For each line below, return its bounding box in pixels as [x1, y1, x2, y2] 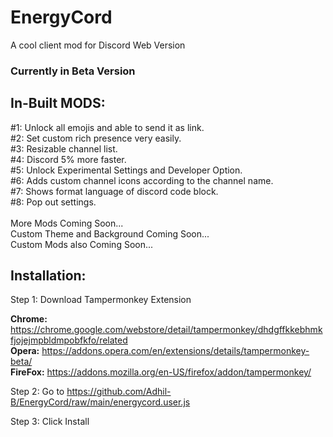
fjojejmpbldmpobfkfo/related [10, 334, 128, 346]
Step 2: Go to [10, 386, 65, 398]
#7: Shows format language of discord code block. [10, 185, 219, 197]
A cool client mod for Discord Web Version [10, 39, 186, 51]
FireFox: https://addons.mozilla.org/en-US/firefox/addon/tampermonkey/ [10, 366, 312, 378]
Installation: [10, 267, 87, 285]
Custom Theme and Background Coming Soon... [10, 227, 210, 240]
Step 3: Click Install [10, 416, 90, 428]
